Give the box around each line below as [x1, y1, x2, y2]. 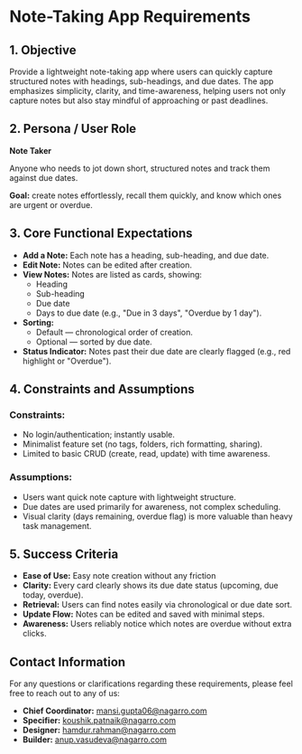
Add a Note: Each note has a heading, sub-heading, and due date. [22, 250, 270, 260]
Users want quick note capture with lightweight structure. [22, 491, 236, 503]
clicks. [22, 628, 47, 639]
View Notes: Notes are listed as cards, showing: [22, 269, 203, 279]
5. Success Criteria [9, 547, 119, 561]
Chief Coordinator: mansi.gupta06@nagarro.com [22, 705, 207, 716]
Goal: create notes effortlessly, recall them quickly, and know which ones [9, 190, 282, 201]
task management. [22, 520, 92, 531]
